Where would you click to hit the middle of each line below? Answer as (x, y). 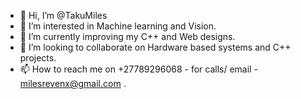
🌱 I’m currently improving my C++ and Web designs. (127, 36)
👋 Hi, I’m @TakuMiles (63, 15)
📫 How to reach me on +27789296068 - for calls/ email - (138, 69)
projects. (38, 58)
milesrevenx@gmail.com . (73, 83)
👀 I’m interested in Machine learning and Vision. (118, 26)
